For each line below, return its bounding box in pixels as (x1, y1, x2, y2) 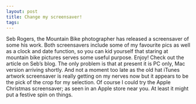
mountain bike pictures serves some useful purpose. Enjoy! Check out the (6, 54, 184, 61)
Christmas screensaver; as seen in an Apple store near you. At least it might (6, 85, 189, 92)
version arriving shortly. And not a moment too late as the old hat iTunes (6, 67, 180, 74)
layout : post (6, 8, 38, 15)
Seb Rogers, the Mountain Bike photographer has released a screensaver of (6, 36, 189, 43)
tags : (6, 19, 19, 25)
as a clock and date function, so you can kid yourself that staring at (6, 48, 169, 55)
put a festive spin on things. (6, 91, 73, 98)
